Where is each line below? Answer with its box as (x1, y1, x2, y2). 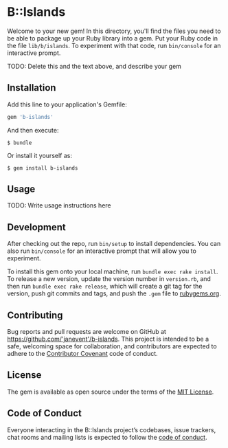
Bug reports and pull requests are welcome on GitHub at (7, 328, 167, 336)
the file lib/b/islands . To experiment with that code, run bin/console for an (7, 41, 221, 49)
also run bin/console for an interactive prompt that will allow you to (7, 247, 197, 255)
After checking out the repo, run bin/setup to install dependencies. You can (7, 240, 221, 248)
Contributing (7, 309, 63, 321)
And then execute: (7, 126, 59, 134)
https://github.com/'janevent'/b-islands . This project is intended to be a (7, 335, 209, 344)
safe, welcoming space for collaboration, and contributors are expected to (7, 342, 218, 350)
